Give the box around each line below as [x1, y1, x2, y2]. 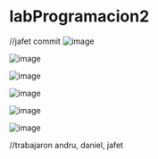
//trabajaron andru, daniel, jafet [9, 139, 123, 150]
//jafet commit [9, 36, 61, 46]
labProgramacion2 [9, 6, 150, 27]
